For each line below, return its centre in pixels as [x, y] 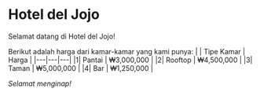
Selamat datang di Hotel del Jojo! [62, 36]
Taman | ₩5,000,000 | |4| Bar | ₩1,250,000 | [81, 68]
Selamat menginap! [40, 83]
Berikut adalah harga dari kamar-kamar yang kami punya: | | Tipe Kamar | [127, 51]
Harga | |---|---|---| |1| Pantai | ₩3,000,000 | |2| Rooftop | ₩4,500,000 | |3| [130, 60]
